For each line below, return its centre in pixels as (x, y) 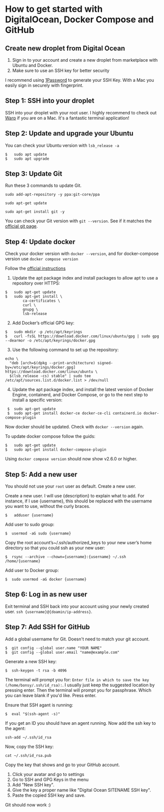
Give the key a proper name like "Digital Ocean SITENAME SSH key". (82, 790)
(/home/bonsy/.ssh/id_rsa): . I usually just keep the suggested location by (80, 685)
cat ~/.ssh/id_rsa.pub (28, 755)
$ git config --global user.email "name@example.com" (62, 652)
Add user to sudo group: (30, 525)
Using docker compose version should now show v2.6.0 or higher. (71, 459)
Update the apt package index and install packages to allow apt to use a (85, 278)
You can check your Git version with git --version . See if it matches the (79, 221)
